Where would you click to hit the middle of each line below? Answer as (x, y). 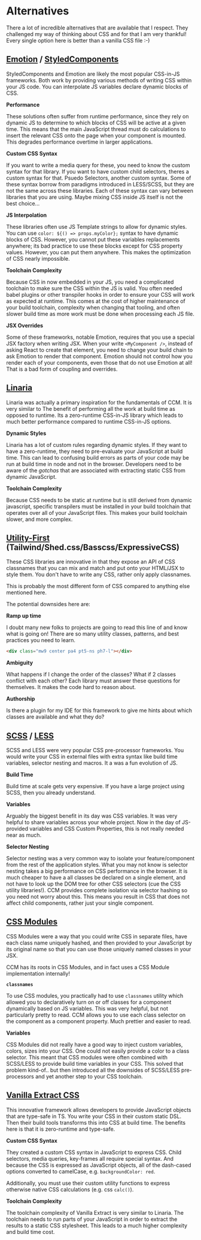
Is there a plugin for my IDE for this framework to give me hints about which (99, 711)
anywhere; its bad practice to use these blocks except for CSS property (95, 246)
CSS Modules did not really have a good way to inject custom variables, (95, 1044)
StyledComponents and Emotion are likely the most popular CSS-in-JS (93, 74)
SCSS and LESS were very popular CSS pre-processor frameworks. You (95, 750)
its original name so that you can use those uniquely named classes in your (99, 949)
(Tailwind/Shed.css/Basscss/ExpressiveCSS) (93, 547)
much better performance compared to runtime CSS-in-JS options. (89, 421)
